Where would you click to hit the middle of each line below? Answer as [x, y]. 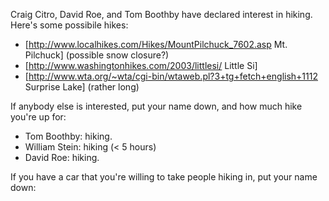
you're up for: [38, 117]
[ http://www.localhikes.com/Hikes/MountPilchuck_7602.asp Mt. [156, 44]
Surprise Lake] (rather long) [82, 87]
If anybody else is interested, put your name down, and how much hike [156, 106]
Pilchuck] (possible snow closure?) [97, 55]
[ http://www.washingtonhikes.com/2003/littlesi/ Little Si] [141, 65]
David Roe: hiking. [62, 157]
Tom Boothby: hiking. [68, 136]
